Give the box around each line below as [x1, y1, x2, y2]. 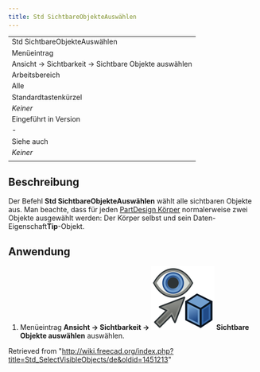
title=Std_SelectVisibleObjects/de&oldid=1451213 [8, 355, 169, 365]
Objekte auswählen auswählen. [19, 331, 125, 341]
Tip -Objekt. [46, 222, 85, 231]
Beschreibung [8, 176, 80, 189]
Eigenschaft [8, 222, 48, 231]
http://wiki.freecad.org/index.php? [61, 347, 174, 356]
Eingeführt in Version [11, 114, 81, 124]
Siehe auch [11, 136, 49, 146]
